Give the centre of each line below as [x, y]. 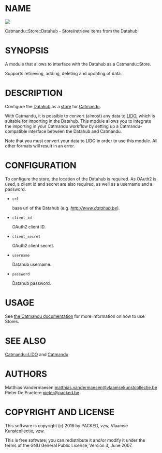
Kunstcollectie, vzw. [25, 431]
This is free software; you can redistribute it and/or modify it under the [75, 440]
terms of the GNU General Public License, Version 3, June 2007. [69, 445]
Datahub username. [32, 264]
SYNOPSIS [27, 51]
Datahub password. [31, 283]
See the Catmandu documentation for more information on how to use [75, 316]
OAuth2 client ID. [29, 226]
